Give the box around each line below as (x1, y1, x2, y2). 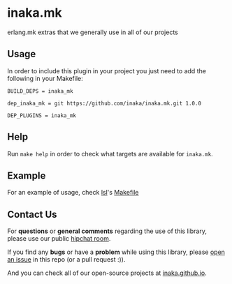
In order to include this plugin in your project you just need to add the (7, 66, 206, 75)
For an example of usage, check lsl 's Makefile (7, 188, 139, 197)
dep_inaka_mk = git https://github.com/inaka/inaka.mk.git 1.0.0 (7, 100, 201, 107)
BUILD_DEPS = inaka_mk (7, 87, 73, 95)
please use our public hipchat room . (7, 234, 111, 243)
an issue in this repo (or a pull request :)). (7, 255, 126, 264)
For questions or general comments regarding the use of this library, (7, 227, 208, 235)
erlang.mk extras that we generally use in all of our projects (7, 28, 178, 36)
